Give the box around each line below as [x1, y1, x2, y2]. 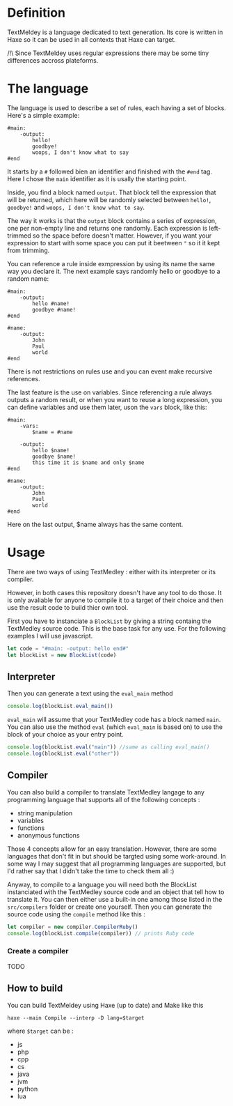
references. [7, 374, 40, 383]
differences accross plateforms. [7, 56, 99, 64]
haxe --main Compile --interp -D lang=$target [7, 1014, 145, 1022]
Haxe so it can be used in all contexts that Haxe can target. [7, 35, 176, 43]
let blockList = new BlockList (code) [7, 652, 117, 659]
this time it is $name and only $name [32, 459, 145, 466]
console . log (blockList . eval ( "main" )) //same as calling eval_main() [7, 744, 210, 751]
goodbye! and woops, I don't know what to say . [7, 203, 145, 211]
